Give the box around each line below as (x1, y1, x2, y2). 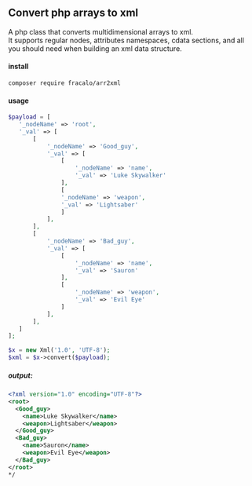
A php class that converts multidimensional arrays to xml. (8, 27, 194, 36)
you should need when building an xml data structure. (8, 43, 182, 53)
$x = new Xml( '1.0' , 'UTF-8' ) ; (8, 346, 111, 354)
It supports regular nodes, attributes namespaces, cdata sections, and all (8, 35, 245, 45)
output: (8, 371, 33, 380)
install (8, 62, 29, 71)
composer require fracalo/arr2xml (8, 79, 122, 87)
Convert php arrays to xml (8, 6, 139, 20)
